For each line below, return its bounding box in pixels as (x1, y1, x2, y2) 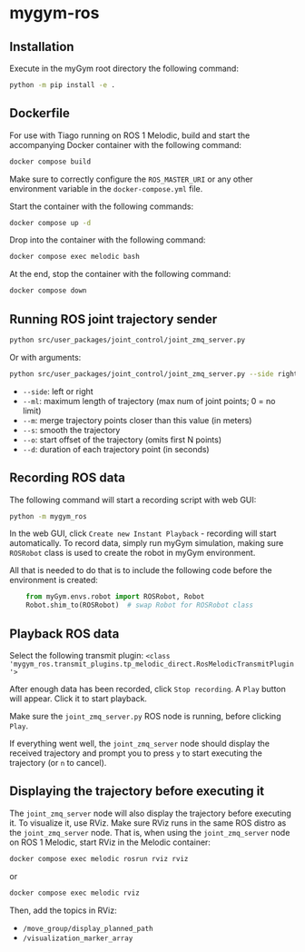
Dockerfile (9, 105, 71, 121)
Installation (9, 39, 74, 55)
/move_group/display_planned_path (22, 924, 153, 933)
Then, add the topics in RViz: (9, 905, 117, 916)
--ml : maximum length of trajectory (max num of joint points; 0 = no (22, 395, 276, 406)
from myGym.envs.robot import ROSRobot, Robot (25, 592, 205, 601)
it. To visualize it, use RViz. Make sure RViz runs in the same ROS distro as (9, 817, 287, 828)
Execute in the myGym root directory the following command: (9, 63, 239, 74)
